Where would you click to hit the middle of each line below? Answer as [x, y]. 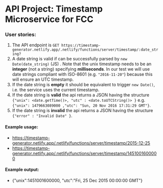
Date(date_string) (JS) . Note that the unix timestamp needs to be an [82, 64]
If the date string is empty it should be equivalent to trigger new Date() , [83, 85]
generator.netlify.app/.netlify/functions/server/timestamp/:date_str [85, 50]
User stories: [21, 35]
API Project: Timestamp [54, 9]
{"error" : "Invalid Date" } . [42, 116]
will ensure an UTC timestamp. [43, 79]
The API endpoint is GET [36, 45]
